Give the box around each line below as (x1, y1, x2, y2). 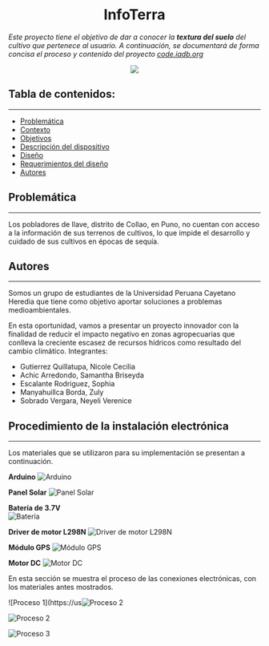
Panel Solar (8, 487, 47, 498)
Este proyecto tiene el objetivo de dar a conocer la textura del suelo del (8, 32, 247, 42)
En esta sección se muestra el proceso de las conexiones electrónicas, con (8, 574, 257, 583)
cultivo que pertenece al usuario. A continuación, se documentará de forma (8, 40, 260, 50)
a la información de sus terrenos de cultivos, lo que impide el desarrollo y (8, 228, 251, 237)
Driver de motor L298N (8, 527, 86, 537)
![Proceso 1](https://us (8, 598, 82, 608)
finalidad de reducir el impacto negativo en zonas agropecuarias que (8, 329, 235, 339)
